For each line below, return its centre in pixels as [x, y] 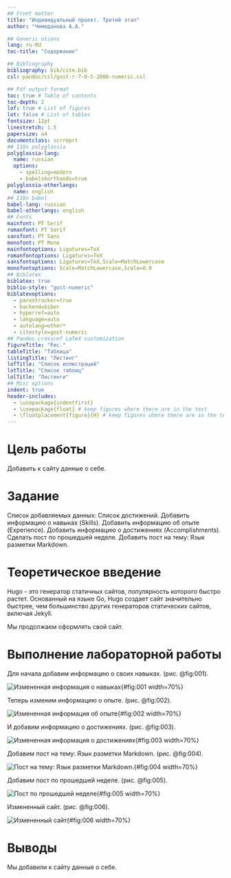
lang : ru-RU [24, 45]
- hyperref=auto [36, 313]
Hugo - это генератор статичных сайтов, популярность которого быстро [114, 591]
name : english [33, 191]
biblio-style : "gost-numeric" [51, 287]
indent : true [26, 389]
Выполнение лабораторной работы [114, 655]
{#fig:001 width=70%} [152, 687]
